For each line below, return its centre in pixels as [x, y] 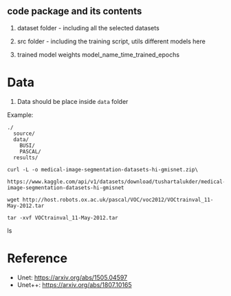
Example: [20, 115]
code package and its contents [75, 11]
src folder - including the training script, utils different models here [111, 41]
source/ [24, 134]
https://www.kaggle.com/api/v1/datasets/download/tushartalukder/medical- [117, 182]
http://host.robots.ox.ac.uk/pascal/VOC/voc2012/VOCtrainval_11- [118, 200]
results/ [26, 158]
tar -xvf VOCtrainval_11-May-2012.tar [63, 218]
